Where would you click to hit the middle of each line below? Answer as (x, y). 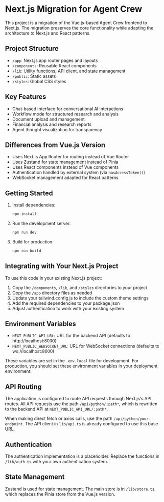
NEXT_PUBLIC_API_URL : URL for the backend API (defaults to (71, 336)
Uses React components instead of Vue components (65, 167)
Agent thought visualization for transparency (57, 129)
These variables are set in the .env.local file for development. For (72, 361)
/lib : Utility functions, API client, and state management (69, 71)
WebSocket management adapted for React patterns (65, 177)
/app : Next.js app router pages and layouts (55, 60)
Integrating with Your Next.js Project (62, 266)
